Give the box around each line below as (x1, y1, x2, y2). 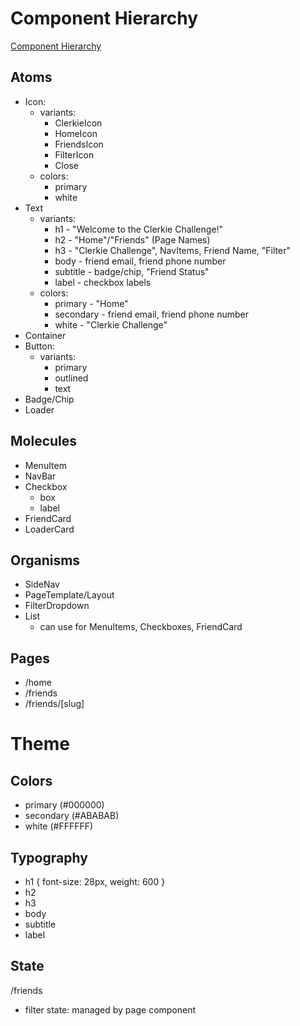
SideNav (24, 578, 60, 591)
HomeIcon (54, 127, 98, 139)
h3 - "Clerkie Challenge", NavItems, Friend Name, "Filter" (54, 244, 291, 256)
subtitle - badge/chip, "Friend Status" (54, 265, 210, 277)
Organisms (10, 552, 81, 569)
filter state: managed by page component (24, 1003, 197, 1016)
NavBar (24, 470, 57, 482)
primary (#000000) (24, 799, 105, 811)
